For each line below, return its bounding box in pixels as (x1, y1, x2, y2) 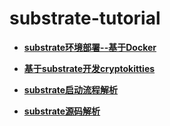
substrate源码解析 (23, 105, 101, 117)
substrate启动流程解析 (23, 83, 119, 96)
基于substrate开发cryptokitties (23, 62, 156, 74)
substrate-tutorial (9, 7, 161, 30)
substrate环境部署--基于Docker (23, 41, 157, 53)
